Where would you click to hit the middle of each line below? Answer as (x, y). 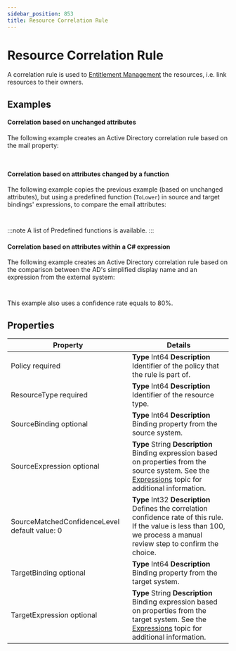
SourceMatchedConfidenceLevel (65, 522)
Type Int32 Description (171, 500)
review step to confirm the (176, 544)
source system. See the (171, 471)
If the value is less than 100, (179, 526)
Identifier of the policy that (176, 366)
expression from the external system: (61, 277)
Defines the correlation (170, 509)
